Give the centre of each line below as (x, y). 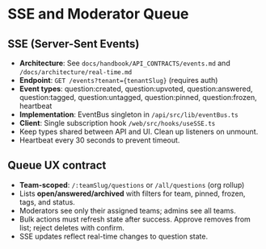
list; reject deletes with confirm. (72, 227)
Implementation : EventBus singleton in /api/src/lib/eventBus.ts (129, 114)
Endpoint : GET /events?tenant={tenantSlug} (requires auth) (118, 80)
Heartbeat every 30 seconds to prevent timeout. (99, 140)
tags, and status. (47, 201)
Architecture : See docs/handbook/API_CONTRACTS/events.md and (125, 63)
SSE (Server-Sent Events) (74, 44)
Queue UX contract (57, 166)
